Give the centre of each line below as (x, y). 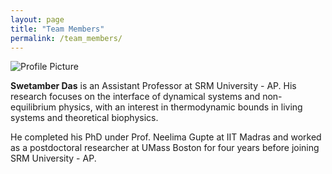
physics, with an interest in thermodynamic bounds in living (180, 107)
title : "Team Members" (57, 29)
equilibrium (33, 107)
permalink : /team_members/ (66, 38)
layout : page (37, 19)
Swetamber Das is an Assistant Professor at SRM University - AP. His (153, 86)
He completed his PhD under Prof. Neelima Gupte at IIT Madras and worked (166, 137)
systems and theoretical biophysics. (84, 118)
